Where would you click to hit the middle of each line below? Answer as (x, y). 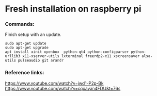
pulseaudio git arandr (41, 61)
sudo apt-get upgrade (27, 48)
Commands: (20, 24)
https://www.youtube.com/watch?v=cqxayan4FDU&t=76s (63, 88)
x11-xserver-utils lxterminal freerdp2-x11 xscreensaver (81, 56)
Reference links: (25, 73)
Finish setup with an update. (33, 34)
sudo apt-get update (26, 44)
